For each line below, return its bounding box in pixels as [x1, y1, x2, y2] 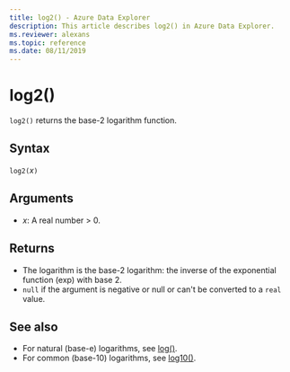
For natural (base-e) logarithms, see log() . [22, 343, 178, 354]
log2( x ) [9, 164, 39, 175]
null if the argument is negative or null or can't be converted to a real [22, 284, 282, 295]
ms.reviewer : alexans [9, 30, 91, 39]
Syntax [9, 141, 50, 156]
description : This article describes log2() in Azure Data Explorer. [9, 22, 276, 31]
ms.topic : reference [9, 38, 87, 48]
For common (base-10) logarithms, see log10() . [22, 352, 197, 364]
